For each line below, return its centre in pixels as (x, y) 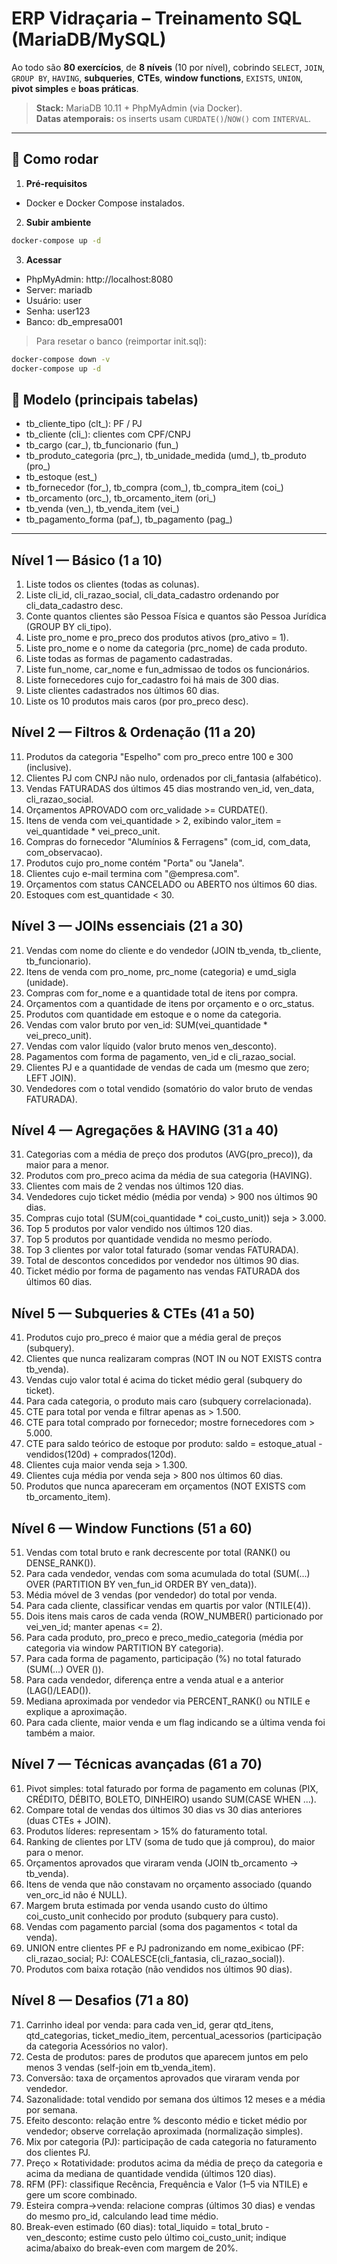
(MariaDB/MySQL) (89, 39)
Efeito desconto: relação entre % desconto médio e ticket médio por (166, 2120)
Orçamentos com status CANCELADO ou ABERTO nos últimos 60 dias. (171, 884)
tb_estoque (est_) (61, 477)
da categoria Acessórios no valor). (97, 2046)
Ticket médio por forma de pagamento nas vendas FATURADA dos (163, 1271)
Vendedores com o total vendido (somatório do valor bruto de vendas (169, 1088)
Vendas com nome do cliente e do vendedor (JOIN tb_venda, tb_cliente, (173, 950)
